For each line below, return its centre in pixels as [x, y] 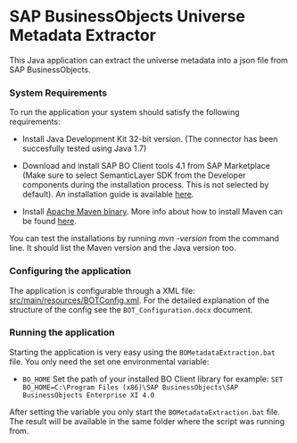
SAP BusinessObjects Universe [127, 17]
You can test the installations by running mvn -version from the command [144, 238]
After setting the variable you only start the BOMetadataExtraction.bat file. [145, 412]
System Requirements [58, 93]
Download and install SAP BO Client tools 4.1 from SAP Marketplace [146, 166]
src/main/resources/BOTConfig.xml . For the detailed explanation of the [140, 300]
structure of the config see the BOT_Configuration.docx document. [131, 309]
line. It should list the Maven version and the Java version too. [123, 248]
